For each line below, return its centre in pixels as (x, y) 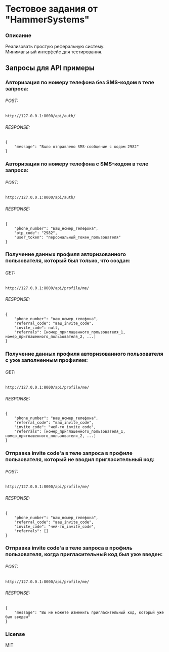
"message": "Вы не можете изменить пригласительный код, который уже (89, 612)
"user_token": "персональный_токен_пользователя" (68, 237)
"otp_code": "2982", (36, 233)
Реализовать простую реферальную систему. (55, 47)
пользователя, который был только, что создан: (68, 261)
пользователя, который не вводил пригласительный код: (80, 460)
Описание (18, 36)
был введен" (18, 617)
